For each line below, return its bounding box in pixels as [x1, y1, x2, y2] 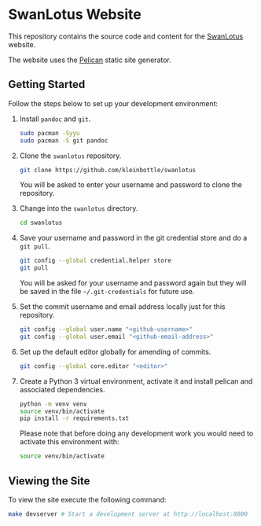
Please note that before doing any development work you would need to [19, 429, 254, 438]
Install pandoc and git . [19, 114, 91, 123]
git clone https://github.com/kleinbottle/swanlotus [19, 166, 197, 174]
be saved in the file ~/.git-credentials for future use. [19, 287, 195, 296]
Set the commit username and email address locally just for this [19, 302, 226, 311]
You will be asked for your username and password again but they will [19, 278, 247, 288]
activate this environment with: [19, 437, 119, 447]
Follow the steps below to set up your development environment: [8, 98, 219, 108]
